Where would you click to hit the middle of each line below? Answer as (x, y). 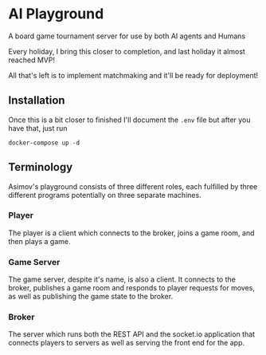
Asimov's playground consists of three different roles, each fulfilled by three (133, 186)
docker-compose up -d (44, 143)
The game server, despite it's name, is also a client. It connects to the (122, 279)
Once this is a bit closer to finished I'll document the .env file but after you (129, 120)
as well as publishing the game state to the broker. (91, 297)
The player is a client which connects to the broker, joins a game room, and (131, 233)
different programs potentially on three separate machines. (105, 195)
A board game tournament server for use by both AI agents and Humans (127, 36)
